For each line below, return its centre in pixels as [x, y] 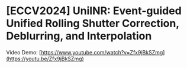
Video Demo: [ [24, 52]
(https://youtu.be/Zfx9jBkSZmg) [45, 59]
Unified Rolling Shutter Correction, [93, 23]
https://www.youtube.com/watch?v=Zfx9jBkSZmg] [103, 52]
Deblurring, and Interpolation [79, 36]
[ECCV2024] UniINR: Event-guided [94, 11]
